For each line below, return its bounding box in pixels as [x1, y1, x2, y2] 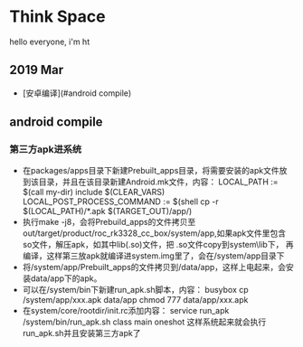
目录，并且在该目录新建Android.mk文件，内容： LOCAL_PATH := [38, 176, 279, 187]
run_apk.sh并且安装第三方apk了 [22, 328, 141, 339]
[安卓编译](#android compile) [22, 88, 132, 98]
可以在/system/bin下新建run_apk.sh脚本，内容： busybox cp [22, 285, 249, 295]
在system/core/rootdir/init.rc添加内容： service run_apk [22, 305, 230, 316]
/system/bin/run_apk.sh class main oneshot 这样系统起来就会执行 [22, 316, 267, 327]
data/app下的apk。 [30, 273, 102, 284]
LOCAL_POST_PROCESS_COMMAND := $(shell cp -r [22, 196, 219, 207]
